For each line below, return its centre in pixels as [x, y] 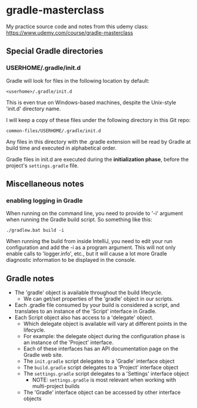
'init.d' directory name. [34, 109]
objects [32, 399]
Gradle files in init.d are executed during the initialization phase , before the [98, 159]
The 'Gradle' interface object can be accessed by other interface [102, 392]
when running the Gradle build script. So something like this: [79, 220]
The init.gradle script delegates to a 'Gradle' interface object [99, 361]
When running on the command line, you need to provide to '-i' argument [95, 213]
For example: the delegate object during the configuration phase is [104, 336]
